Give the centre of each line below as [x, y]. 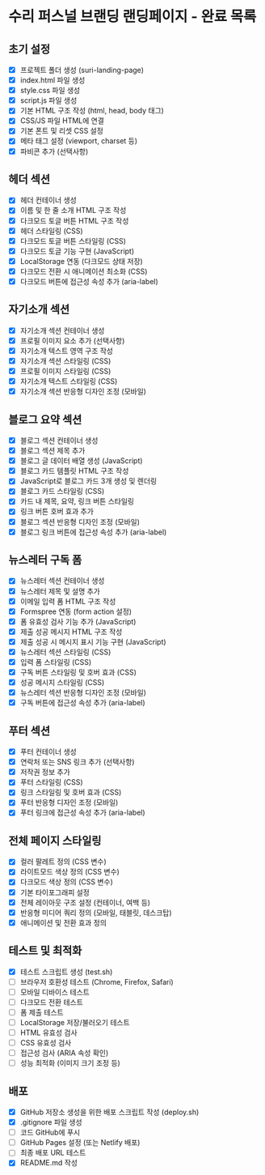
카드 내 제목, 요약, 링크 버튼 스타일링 [77, 501]
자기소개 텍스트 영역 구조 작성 [66, 351]
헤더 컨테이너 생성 [48, 200]
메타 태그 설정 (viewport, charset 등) [79, 141]
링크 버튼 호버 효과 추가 [57, 512]
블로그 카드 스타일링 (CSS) [62, 492]
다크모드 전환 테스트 [51, 1002]
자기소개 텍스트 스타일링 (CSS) [69, 381]
